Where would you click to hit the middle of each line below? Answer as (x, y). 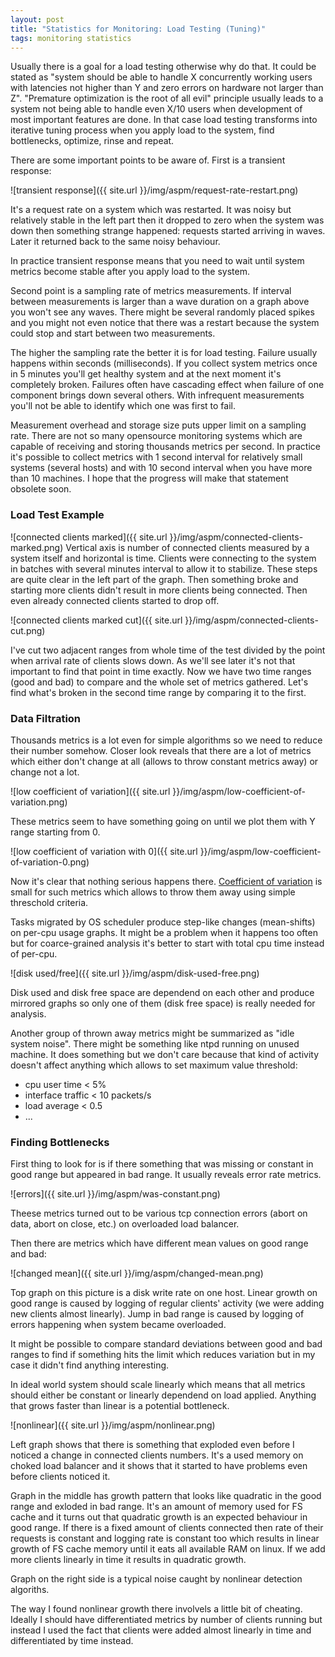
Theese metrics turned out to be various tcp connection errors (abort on (159, 1213)
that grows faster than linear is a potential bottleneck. (120, 1406)
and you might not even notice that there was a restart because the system (165, 323)
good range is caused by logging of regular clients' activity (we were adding (167, 1303)
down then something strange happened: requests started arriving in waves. (168, 231)
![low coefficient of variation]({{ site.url (90, 791)
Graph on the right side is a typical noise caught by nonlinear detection (156, 1579)
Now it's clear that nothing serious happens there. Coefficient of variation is (166, 881)
